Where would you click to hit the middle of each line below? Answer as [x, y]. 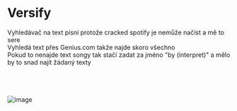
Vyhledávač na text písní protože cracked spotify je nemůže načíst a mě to [116, 32]
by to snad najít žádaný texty [50, 62]
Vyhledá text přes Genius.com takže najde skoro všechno [91, 47]
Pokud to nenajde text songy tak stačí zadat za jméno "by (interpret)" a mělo [119, 55]
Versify [29, 13]
